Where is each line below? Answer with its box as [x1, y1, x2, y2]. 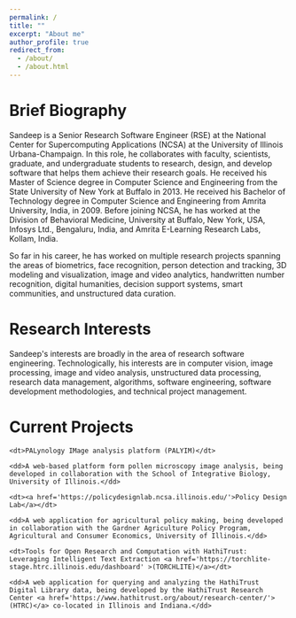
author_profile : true [9, 37, 90, 47]
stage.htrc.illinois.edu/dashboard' [9, 562, 144, 571]
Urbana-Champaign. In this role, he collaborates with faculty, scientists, [9, 148, 271, 159]
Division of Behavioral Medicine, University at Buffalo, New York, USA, [9, 214, 266, 225]
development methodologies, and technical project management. [9, 386, 247, 397]
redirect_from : [9, 46, 66, 55]
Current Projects [9, 417, 134, 436]
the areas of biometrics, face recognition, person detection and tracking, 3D [9, 259, 287, 270]
